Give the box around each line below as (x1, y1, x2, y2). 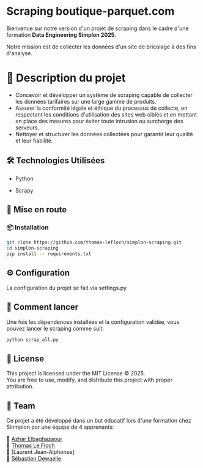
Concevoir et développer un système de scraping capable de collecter (15, 91, 193, 99)
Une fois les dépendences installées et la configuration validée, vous (6, 318, 180, 326)
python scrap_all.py (6, 336, 59, 343)
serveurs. (15, 124, 40, 131)
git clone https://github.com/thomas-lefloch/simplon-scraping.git (6, 239, 182, 246)
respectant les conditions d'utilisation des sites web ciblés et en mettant (15, 110, 197, 118)
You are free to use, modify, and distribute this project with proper (6, 376, 173, 384)
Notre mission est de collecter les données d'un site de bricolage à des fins (6, 43, 197, 50)
